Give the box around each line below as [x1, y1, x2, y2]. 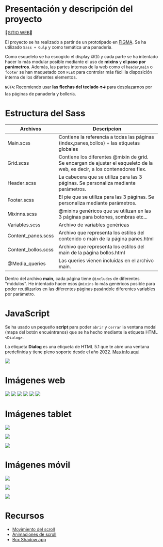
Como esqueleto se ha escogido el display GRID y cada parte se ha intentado [5, 53, 158, 59]
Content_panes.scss [7, 232, 54, 239]
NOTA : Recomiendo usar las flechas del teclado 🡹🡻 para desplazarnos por [5, 84, 152, 90]
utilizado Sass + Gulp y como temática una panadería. [5, 44, 113, 50]
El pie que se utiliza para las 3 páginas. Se [58, 193, 154, 200]
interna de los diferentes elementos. [5, 74, 77, 80]
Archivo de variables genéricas [58, 221, 130, 228]
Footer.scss [7, 196, 34, 203]
